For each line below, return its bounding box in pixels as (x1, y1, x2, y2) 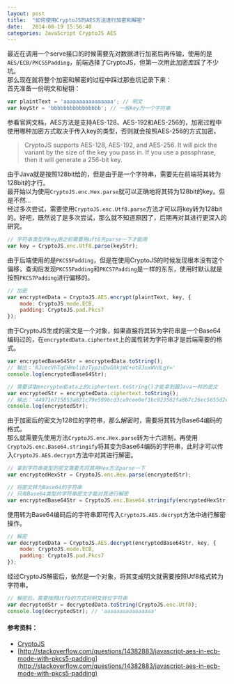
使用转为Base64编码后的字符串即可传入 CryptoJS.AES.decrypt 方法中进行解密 (7, 510, 226, 518)
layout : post (7, 10, 45, 17)
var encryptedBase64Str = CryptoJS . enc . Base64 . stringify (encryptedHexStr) (7, 497, 229, 504)
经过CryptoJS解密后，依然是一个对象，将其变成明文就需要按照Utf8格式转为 (7, 572, 224, 580)
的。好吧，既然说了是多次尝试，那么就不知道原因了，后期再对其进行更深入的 (7, 214, 227, 221)
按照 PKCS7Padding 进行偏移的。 (7, 273, 94, 282)
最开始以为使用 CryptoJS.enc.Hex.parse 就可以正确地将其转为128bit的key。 (7, 187, 219, 196)
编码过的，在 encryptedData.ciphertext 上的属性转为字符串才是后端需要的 (7, 335, 217, 344)
